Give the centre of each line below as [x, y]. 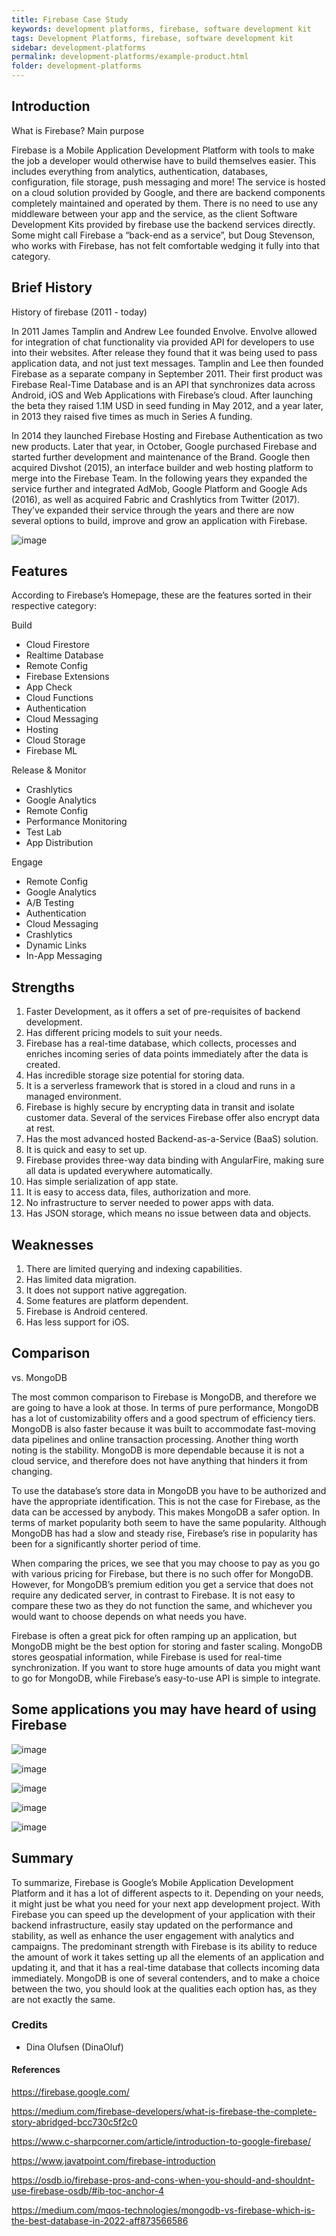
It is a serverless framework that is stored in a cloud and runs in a [160, 1086]
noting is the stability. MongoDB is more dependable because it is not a [158, 1450]
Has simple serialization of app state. [102, 1182]
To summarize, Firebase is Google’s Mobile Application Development [152, 1882]
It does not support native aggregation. [106, 1290]
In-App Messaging [64, 956]
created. [43, 1065]
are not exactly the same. [63, 1999]
